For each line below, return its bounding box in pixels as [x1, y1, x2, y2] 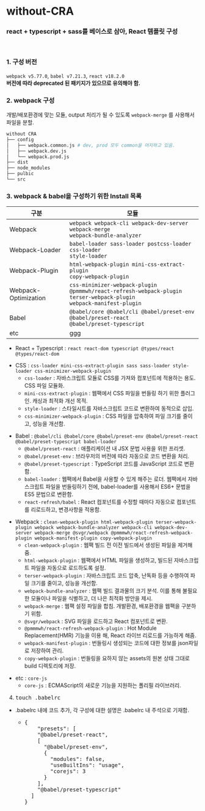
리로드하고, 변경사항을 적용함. [31, 506, 101, 513]
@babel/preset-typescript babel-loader [15, 439, 117, 445]
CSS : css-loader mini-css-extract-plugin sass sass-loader [15, 362, 171, 369]
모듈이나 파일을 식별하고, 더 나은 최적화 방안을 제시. [31, 595, 153, 602]
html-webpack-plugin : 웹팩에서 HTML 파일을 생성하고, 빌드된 [24, 557, 173, 564]
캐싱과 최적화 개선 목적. [32, 397, 88, 405]
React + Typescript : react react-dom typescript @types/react [15, 345, 174, 352]
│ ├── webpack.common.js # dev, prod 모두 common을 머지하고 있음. [6, 142, 176, 148]
